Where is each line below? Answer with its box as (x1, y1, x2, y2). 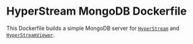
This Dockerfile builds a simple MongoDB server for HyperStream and (6, 24, 180, 32)
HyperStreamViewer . (6, 31, 55, 38)
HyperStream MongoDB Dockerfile (6, 4, 187, 18)
